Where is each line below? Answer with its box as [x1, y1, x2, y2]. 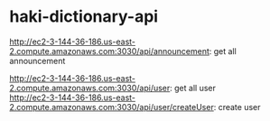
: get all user [170, 82, 217, 93]
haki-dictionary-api [9, 6, 159, 27]
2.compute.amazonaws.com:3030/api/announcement [9, 45, 209, 56]
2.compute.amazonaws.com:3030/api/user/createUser [9, 101, 214, 112]
